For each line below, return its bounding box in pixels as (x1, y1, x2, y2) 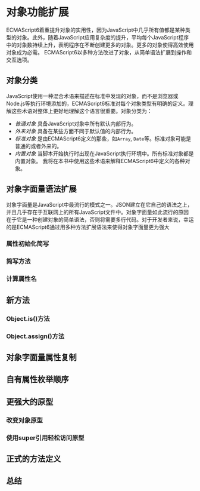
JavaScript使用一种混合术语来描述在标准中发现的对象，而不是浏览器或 (6, 92, 179, 99)
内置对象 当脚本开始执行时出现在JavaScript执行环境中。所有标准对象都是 (14, 150, 194, 157)
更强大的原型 (6, 397, 54, 407)
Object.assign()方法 (6, 332, 65, 340)
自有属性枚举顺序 (6, 375, 69, 385)
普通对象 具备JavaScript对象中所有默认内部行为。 (14, 120, 137, 127)
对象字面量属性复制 (6, 352, 77, 362)
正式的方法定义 (6, 453, 61, 464)
